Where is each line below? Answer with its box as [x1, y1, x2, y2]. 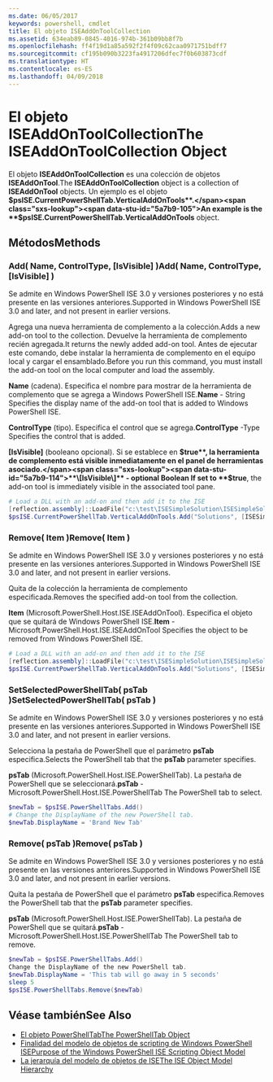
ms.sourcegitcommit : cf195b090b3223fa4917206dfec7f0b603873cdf [8, 50, 227, 58]
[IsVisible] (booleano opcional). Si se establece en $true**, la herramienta [8, 447, 260, 457]
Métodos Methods [8, 235, 102, 249]
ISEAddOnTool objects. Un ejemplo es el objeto [8, 186, 168, 196]
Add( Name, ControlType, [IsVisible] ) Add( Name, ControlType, [8, 260, 262, 271]
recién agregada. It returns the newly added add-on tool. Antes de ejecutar [8, 339, 258, 349]
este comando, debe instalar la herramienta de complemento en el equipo [8, 348, 256, 358]
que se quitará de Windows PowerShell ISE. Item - [8, 616, 175, 627]
